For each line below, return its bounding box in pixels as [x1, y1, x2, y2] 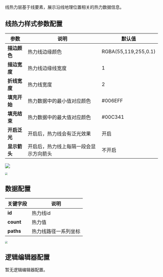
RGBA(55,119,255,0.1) [101, 48, 156, 55]
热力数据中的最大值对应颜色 [27, 114, 91, 120]
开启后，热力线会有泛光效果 [27, 130, 91, 137]
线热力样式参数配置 [5, 20, 63, 28]
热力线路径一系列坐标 [32, 228, 81, 234]
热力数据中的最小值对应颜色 [27, 98, 91, 104]
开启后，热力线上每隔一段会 [27, 143, 91, 149]
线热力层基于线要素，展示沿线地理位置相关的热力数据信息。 [5, 4, 124, 10]
